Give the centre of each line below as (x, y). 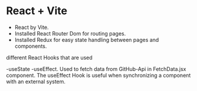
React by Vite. (32, 27)
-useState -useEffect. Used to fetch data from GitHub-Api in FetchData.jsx (96, 69)
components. (31, 46)
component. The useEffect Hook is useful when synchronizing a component (98, 75)
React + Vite (37, 11)
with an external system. (36, 82)
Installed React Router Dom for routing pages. (70, 33)
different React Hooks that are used (49, 57)
